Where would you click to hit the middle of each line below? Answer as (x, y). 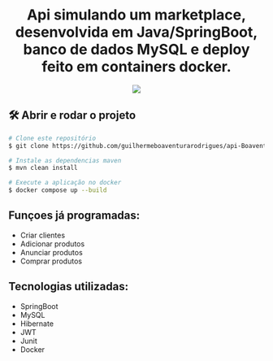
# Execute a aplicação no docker (65, 183)
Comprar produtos (51, 261)
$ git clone (28, 146)
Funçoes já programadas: (74, 216)
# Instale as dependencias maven (65, 160)
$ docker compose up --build (58, 190)
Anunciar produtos (51, 252)
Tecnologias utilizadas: (68, 287)
